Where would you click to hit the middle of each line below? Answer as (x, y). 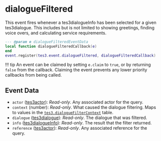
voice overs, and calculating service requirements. (56, 33)
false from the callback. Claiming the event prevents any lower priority (76, 70)
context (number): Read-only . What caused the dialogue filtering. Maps (84, 107)
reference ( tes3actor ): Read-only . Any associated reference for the (80, 128)
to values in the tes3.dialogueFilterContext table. (63, 113)
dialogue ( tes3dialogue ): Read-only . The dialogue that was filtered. (80, 118)
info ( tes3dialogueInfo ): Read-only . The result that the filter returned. (82, 123)
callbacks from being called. (33, 75)
